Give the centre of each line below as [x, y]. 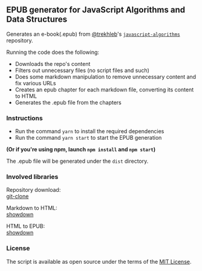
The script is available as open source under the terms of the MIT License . [99, 261]
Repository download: [34, 190]
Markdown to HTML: [32, 208]
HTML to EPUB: [26, 226]
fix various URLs [35, 83]
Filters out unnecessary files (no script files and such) [82, 70]
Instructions [25, 118]
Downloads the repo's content [53, 64]
